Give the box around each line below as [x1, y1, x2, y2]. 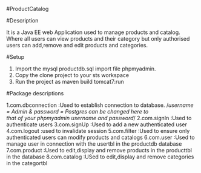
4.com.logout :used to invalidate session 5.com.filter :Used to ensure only [6, 127, 190, 134]
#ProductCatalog [6, 5, 49, 12]
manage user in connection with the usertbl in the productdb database [6, 140, 182, 148]
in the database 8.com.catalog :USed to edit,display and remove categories [6, 153, 194, 160]
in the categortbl [6, 160, 48, 166]
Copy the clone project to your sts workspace [15, 72, 130, 78]
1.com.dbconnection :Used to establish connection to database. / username [6, 101, 194, 109]
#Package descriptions [6, 90, 64, 97]
